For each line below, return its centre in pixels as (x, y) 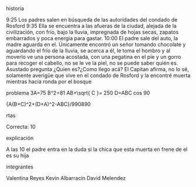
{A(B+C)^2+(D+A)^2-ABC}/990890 (49, 104)
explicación (20, 138)
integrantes (20, 167)
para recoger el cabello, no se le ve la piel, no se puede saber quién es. (92, 63)
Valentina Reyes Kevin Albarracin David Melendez (66, 178)
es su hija (18, 156)
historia (15, 8)
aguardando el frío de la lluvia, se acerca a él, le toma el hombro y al (88, 51)
